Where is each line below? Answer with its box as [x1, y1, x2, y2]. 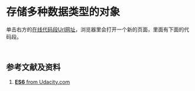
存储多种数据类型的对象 [6, 5, 121, 19]
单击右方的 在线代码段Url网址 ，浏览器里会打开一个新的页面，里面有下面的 [6, 26, 184, 33]
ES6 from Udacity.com [14, 78, 70, 85]
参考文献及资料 [6, 62, 61, 72]
